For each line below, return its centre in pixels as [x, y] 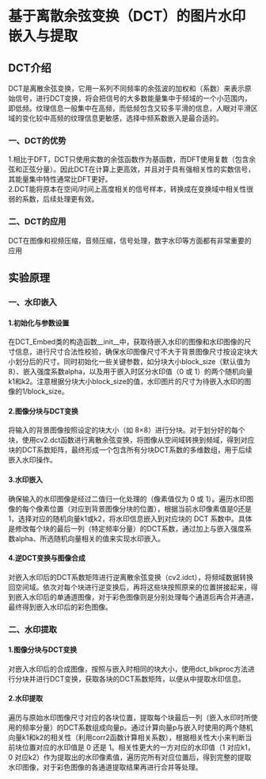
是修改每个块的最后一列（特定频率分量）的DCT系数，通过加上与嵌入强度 [127, 528]
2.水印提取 [26, 698]
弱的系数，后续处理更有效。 [53, 199]
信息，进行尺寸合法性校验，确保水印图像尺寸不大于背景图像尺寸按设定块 [133, 352]
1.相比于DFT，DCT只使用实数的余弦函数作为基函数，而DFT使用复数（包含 [129, 159]
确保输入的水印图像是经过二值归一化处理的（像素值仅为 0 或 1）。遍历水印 [127, 499]
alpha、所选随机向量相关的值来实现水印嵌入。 [89, 538]
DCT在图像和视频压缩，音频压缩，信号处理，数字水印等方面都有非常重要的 [130, 240]
